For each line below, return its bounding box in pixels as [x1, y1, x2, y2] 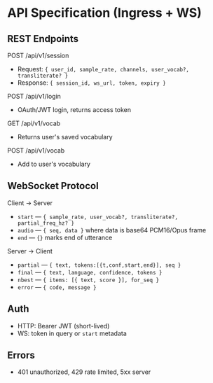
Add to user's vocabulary [17, 160, 91, 168]
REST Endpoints [7, 33, 79, 45]
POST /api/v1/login [7, 92, 62, 100]
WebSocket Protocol [7, 180, 99, 192]
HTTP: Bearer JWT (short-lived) [17, 321, 110, 330]
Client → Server [7, 198, 53, 207]
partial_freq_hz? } [17, 219, 75, 227]
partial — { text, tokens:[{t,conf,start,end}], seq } [17, 260, 181, 269]
